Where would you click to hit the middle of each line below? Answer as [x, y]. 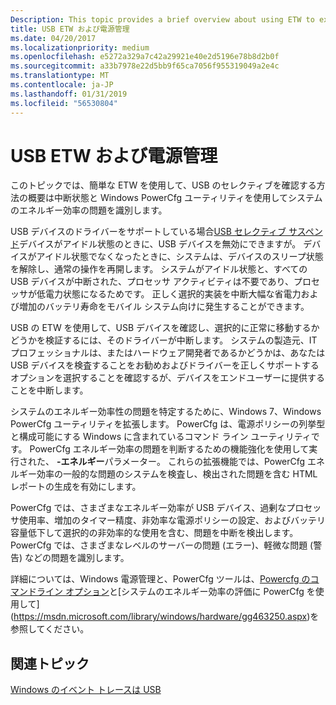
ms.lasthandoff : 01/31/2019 [69, 94]
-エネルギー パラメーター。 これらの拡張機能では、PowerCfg [181, 462]
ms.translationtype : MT [60, 76]
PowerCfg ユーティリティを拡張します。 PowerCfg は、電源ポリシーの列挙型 [168, 424]
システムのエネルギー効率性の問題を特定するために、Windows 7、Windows [166, 412]
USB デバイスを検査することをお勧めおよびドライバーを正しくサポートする [165, 365]
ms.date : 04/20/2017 [53, 38]
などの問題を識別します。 [77, 558]
